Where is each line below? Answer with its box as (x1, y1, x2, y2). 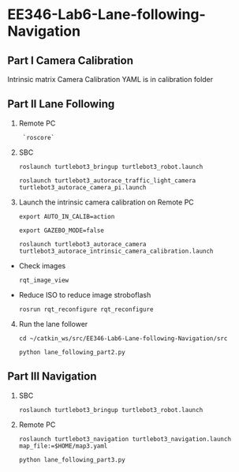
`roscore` (22, 133, 55, 141)
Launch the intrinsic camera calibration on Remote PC (18, 197, 194, 207)
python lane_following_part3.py (18, 455, 125, 463)
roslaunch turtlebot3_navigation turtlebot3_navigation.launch (18, 435, 232, 443)
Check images (18, 260, 66, 270)
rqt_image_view (18, 276, 69, 284)
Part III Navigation (7, 369, 97, 384)
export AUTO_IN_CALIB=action (18, 212, 115, 220)
